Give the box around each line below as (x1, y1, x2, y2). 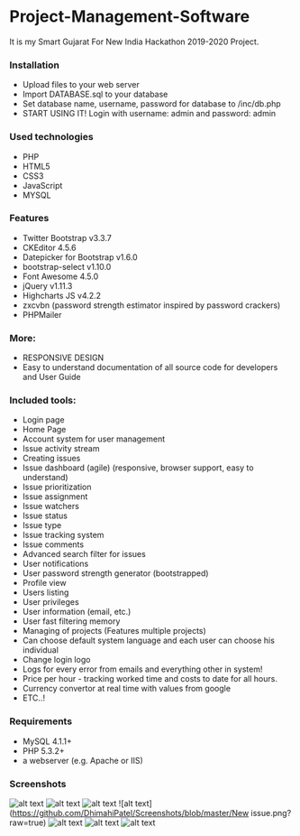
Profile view (22, 578, 67, 589)
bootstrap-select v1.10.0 (22, 261, 112, 272)
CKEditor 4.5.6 (22, 242, 77, 253)
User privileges (22, 597, 79, 608)
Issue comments (22, 539, 84, 550)
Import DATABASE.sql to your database (22, 88, 168, 100)
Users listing (22, 587, 69, 598)
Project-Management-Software (9, 6, 250, 27)
